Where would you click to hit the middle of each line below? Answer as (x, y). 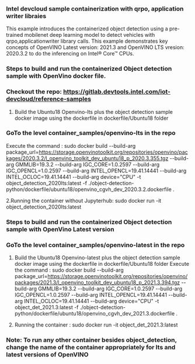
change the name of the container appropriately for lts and (91, 347)
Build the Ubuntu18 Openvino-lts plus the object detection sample (94, 112)
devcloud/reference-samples (49, 99)
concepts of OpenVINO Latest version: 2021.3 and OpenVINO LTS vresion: (95, 47)
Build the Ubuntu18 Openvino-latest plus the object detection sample (97, 258)
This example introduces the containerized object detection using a (87, 29)
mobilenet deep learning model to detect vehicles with (90, 35)
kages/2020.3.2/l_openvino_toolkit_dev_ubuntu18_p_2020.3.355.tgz (87, 158)
